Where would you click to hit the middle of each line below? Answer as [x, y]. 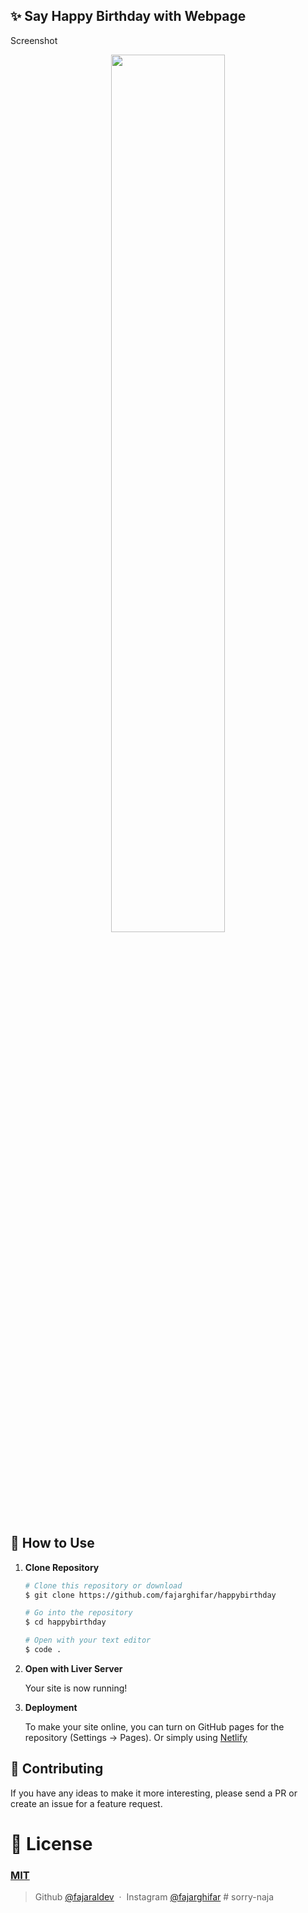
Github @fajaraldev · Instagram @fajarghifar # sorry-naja [154, 1897]
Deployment [51, 1707]
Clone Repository [62, 1567]
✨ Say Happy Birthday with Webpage [128, 16]
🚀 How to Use [52, 1543]
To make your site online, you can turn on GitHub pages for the [154, 1726]
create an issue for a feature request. [86, 1803]
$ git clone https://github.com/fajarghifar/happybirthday [150, 1595]
